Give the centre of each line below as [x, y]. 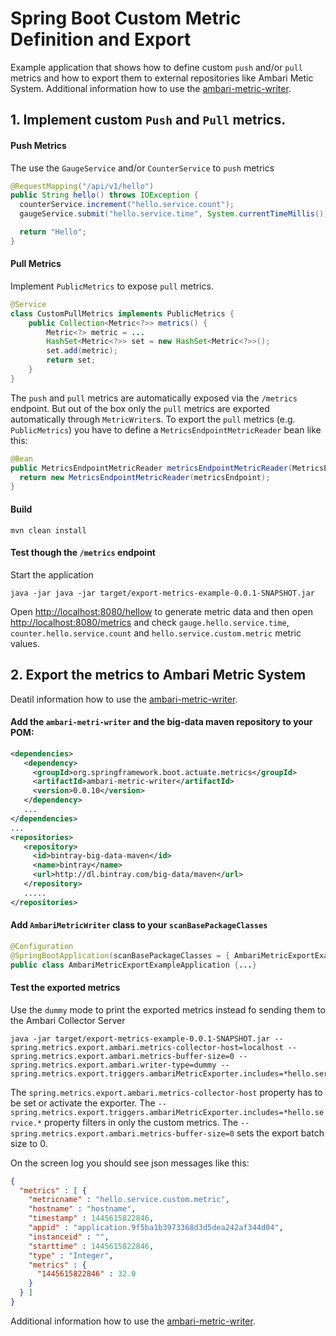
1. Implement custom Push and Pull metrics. [148, 120]
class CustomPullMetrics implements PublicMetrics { [122, 313]
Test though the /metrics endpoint [83, 553]
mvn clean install [48, 530]
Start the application [52, 574]
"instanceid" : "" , [69, 1237]
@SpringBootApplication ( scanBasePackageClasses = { [120, 955]
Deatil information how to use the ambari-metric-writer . [124, 699]
